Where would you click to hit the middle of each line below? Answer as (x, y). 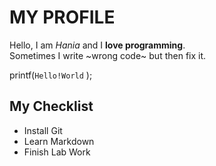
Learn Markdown (59, 141)
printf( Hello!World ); (51, 75)
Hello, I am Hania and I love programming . (97, 45)
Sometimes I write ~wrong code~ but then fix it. (108, 55)
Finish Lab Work (57, 152)
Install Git (43, 130)
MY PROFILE (62, 17)
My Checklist (51, 106)
